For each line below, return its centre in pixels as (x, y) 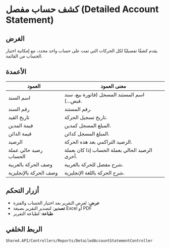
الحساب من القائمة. (24, 56)
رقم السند (19, 109)
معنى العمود (114, 86)
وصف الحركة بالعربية (30, 164)
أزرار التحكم (22, 191)
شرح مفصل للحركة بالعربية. (94, 164)
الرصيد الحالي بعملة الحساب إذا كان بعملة (108, 150)
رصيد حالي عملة (25, 150)
